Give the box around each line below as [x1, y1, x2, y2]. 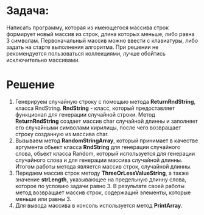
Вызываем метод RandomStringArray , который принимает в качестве [15, 137, 199, 144]
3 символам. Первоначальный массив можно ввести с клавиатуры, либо [6, 37, 199, 44]
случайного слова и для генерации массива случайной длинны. [15, 156, 183, 164]
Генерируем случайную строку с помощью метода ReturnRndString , [15, 98, 196, 105]
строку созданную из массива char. [15, 130, 109, 137]
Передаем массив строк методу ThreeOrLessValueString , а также [15, 169, 189, 177]
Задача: [6, 4, 49, 18]
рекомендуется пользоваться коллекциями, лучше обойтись [6, 49, 166, 57]
